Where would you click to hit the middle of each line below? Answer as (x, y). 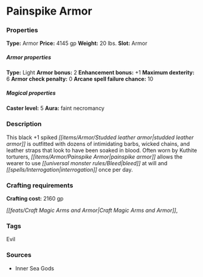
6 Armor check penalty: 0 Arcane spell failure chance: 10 (80, 79)
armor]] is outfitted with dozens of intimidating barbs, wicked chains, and (98, 143)
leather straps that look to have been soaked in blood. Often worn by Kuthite (102, 150)
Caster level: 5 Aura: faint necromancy (55, 108)
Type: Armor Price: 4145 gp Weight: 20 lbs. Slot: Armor (77, 43)
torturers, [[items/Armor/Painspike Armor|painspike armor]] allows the (95, 157)
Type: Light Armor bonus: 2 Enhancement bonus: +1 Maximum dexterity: (100, 73)
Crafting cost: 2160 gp (35, 199)
